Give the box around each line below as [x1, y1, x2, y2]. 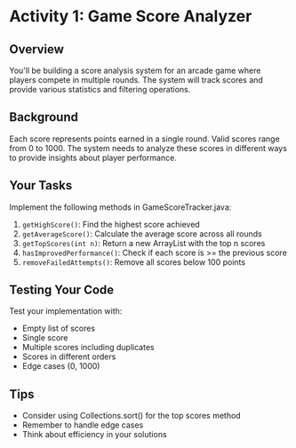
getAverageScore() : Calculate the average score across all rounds [21, 228, 262, 239]
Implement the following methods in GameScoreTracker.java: [9, 202, 232, 212]
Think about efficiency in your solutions [21, 429, 167, 440]
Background [9, 109, 78, 125]
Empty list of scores [21, 323, 96, 334]
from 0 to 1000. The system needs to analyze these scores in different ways [9, 142, 287, 153]
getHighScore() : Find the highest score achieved [21, 219, 200, 229]
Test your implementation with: [9, 306, 123, 316]
